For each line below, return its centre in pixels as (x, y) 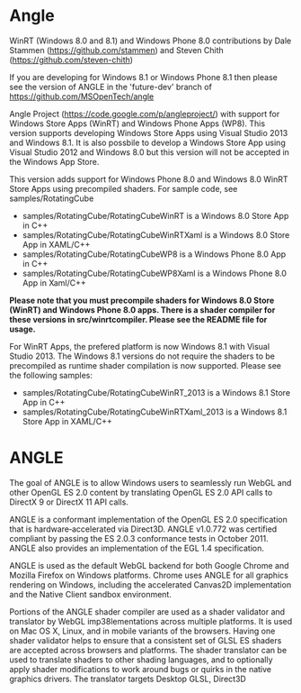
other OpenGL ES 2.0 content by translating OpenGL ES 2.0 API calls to (141, 492)
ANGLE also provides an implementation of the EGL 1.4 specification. (137, 548)
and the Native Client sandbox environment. (91, 594)
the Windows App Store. (54, 161)
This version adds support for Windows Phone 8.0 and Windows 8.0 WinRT (149, 179)
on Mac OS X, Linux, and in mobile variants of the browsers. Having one (142, 631)
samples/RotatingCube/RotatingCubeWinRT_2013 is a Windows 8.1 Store (156, 392)
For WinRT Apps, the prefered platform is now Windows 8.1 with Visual (140, 346)
